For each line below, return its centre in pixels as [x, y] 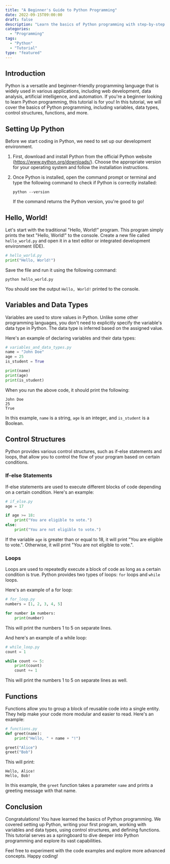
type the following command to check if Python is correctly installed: [85, 183]
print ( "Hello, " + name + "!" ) [48, 738]
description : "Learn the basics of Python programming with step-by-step [85, 24]
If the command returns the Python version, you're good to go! [78, 202]
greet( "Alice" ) [21, 748]
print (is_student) [25, 380]
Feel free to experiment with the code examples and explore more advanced [85, 851]
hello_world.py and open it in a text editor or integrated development [78, 241]
